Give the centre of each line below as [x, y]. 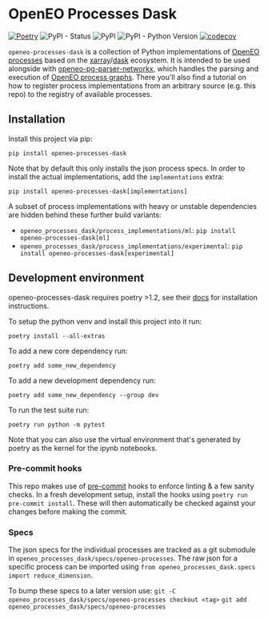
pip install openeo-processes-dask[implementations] [98, 191]
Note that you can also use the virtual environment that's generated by [125, 439]
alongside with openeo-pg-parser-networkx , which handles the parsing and [134, 68]
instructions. [29, 306]
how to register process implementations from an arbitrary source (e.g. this [132, 86]
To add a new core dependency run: [68, 351]
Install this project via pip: [50, 139]
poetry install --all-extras [57, 336]
